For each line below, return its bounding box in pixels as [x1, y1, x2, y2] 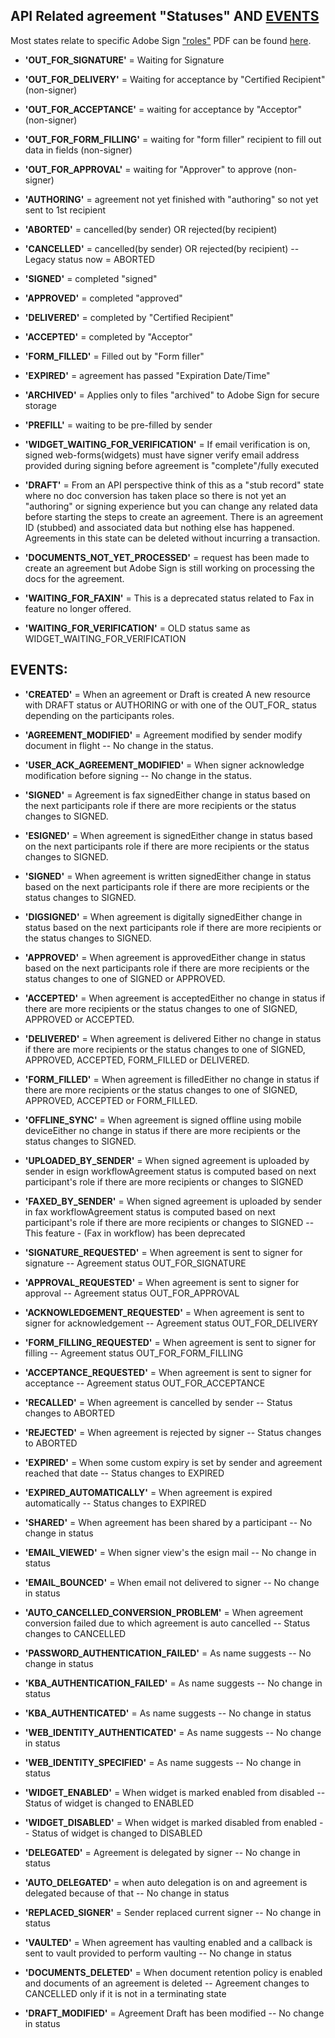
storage [24, 399, 57, 411]
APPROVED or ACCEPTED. [24, 1013, 135, 1025]
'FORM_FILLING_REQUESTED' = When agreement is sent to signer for [24, 1336, 317, 1348]
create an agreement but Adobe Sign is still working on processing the [24, 562, 315, 574]
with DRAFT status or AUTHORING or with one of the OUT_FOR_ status [24, 699, 317, 711]
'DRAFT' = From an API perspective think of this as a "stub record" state [24, 479, 325, 491]
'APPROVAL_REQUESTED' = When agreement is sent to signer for [24, 1276, 300, 1288]
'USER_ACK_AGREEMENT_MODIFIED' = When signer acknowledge [24, 759, 305, 771]
